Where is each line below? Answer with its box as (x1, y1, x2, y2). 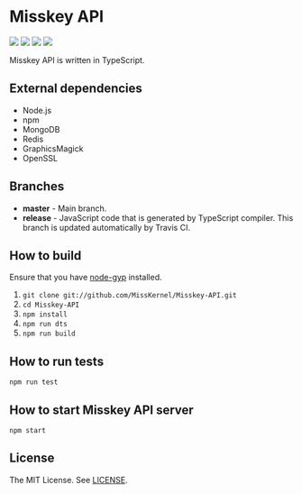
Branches (9, 178, 65, 195)
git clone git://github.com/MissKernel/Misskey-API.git (22, 291, 237, 300)
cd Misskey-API (22, 300, 80, 310)
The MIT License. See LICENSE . (9, 474, 128, 485)
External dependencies (9, 81, 142, 96)
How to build (9, 248, 82, 263)
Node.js (22, 105, 52, 115)
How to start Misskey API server (9, 402, 194, 417)
